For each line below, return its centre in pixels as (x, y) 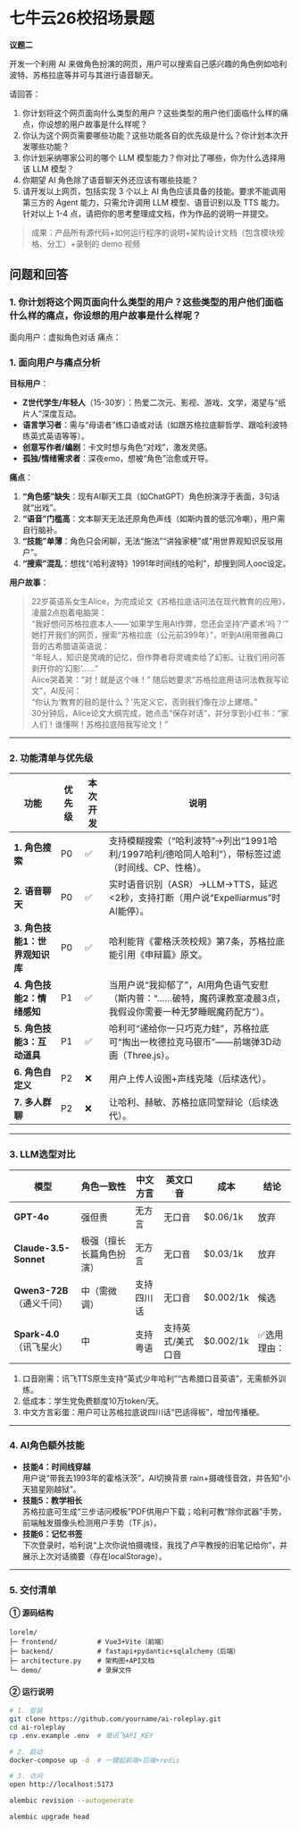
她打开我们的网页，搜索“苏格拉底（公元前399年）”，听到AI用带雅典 (153, 635)
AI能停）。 (129, 911)
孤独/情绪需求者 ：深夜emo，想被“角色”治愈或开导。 (117, 458)
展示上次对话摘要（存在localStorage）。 (94, 1556)
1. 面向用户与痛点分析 (55, 362)
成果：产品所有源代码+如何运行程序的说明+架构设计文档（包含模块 (154, 232)
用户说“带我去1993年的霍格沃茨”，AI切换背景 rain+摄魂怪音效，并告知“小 (156, 1478)
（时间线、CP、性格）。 (158, 868)
